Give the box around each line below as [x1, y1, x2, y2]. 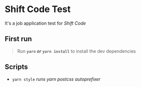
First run [5, 35, 32, 43]
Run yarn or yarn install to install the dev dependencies [17, 48, 136, 54]
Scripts [5, 63, 28, 71]
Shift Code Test [5, 4, 71, 15]
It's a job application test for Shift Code [5, 20, 86, 26]
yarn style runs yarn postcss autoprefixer [12, 76, 101, 82]
